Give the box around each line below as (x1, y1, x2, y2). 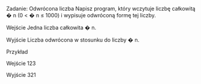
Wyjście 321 (6, 71, 36, 78)
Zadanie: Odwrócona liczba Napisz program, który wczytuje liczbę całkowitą (6, 5, 196, 12)
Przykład (6, 48, 28, 55)
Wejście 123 (6, 60, 36, 67)
